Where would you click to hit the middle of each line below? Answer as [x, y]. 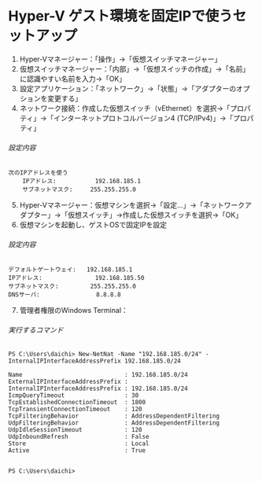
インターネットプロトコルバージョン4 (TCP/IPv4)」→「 [144, 118]
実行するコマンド [36, 329]
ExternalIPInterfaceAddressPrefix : [68, 381]
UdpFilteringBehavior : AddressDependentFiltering [114, 423]
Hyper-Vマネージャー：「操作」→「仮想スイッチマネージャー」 [120, 59]
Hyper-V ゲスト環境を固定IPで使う [121, 16]
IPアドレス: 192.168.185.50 [76, 278]
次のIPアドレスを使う [38, 173]
